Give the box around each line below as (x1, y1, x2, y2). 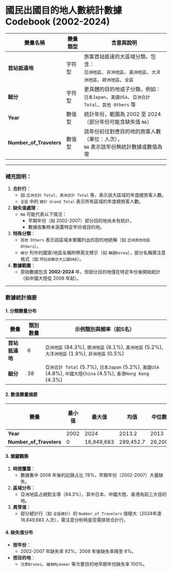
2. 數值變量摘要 (5, 391, 38, 397)
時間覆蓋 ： (12, 465, 36, 472)
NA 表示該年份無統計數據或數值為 (83, 143, 163, 150)
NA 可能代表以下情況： (20, 211, 67, 218)
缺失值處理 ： (12, 205, 40, 211)
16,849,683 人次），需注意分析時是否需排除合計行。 (20, 517, 128, 523)
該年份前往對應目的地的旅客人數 (83, 128, 161, 135)
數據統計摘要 (5, 294, 37, 301)
